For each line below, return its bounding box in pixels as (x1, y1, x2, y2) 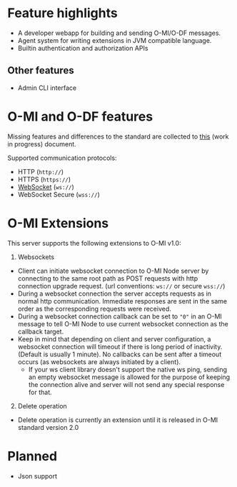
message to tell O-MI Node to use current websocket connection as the (17, 319, 228, 328)
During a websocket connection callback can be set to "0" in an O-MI (17, 312, 223, 321)
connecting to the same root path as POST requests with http (17, 273, 198, 283)
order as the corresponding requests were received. (17, 304, 171, 313)
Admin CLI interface (17, 84, 77, 92)
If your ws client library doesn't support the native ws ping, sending (28, 365, 227, 373)
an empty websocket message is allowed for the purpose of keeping (28, 373, 231, 381)
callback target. (17, 327, 64, 336)
